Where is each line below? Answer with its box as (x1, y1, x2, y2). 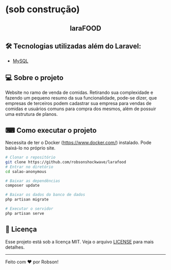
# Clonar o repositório (5, 155, 56, 160)
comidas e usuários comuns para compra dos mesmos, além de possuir (5, 106, 156, 112)
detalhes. (5, 244, 25, 250)
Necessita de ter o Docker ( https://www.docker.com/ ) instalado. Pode (5, 139, 152, 146)
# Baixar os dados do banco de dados (5, 192, 85, 198)
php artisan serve (5, 211, 44, 216)
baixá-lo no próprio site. (5, 145, 56, 151)
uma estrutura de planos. (5, 111, 58, 117)
